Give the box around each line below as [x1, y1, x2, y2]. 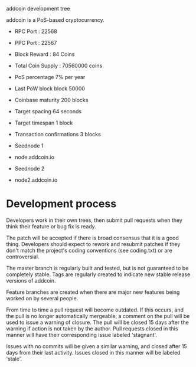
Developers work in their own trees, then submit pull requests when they [6, 217, 183, 224]
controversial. [6, 253, 40, 260]
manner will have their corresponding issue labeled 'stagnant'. [6, 331, 158, 338]
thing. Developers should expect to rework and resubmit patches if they [6, 240, 181, 247]
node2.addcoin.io [14, 176, 58, 183]
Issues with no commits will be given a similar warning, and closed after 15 [6, 342, 187, 350]
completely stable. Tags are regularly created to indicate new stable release [6, 271, 191, 278]
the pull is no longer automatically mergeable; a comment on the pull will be [6, 312, 190, 319]
